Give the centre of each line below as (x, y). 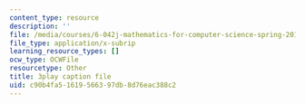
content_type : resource (54, 18)
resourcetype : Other (49, 69)
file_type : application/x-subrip (73, 43)
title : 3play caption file (60, 77)
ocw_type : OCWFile (44, 60)
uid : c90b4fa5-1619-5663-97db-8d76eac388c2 (93, 85)
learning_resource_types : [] (64, 52)
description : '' (40, 26)
